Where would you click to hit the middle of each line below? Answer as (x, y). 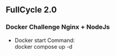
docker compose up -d (43, 46)
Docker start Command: (45, 40)
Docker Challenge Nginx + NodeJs (58, 27)
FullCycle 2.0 (31, 10)
